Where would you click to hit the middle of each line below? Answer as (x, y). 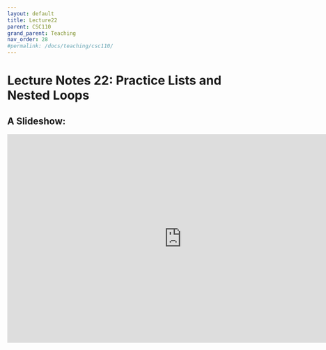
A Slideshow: (37, 121)
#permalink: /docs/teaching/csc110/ (60, 46)
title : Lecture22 (32, 20)
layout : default (31, 14)
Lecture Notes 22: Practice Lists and (114, 81)
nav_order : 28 (28, 40)
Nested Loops (48, 96)
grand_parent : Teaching (42, 33)
